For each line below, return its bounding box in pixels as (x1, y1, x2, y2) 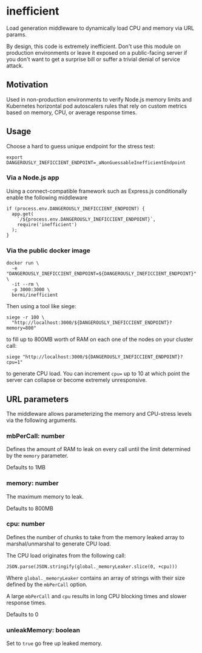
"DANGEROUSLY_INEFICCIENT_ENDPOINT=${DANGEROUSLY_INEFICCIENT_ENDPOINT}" (6, 271, 197, 277)
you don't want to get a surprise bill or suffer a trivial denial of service (6, 55, 181, 63)
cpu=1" (6, 359, 23, 365)
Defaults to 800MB (6, 505, 53, 512)
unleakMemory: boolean (6, 626, 81, 634)
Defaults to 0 (6, 610, 39, 618)
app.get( (12, 211, 34, 217)
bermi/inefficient (12, 292, 59, 299)
